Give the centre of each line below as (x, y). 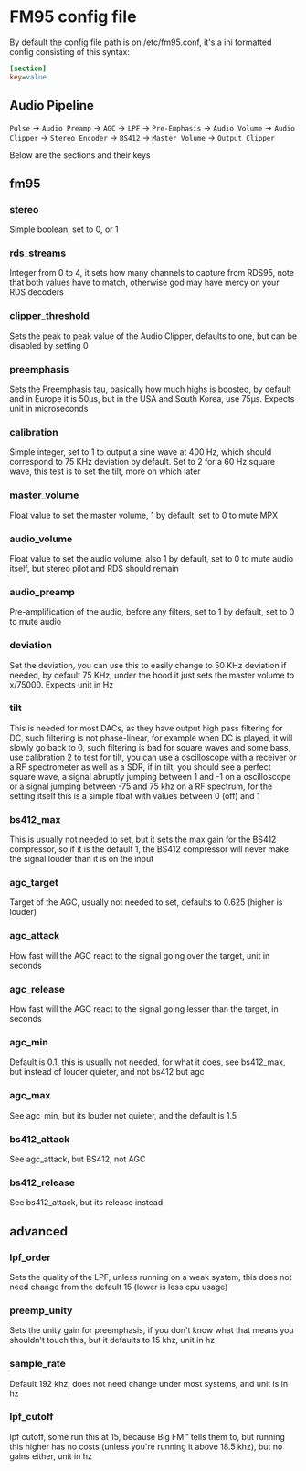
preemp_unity (41, 1310)
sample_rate (37, 1364)
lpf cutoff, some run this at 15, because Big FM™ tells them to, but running (148, 1436)
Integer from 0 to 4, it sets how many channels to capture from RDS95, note (152, 273)
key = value (28, 77)
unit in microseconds (49, 409)
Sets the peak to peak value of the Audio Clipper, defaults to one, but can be (153, 336)
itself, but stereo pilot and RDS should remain (95, 568)
